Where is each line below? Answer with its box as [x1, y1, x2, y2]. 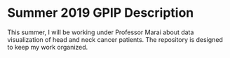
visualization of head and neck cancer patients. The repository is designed [7, 35, 223, 43]
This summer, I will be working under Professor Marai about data [7, 28, 194, 36]
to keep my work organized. [7, 43, 88, 51]
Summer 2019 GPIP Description [7, 5, 194, 21]
